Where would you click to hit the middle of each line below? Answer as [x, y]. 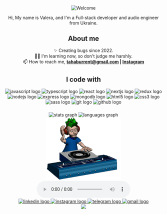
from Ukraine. [83, 23]
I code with [83, 79]
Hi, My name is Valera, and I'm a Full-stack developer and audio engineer [83, 17]
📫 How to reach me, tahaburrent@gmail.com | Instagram [83, 62]
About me [83, 39]
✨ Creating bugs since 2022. [83, 50]
